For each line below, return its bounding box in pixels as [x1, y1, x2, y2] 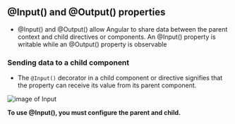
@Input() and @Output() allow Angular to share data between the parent [17, 25, 228, 33]
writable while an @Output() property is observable [17, 39, 167, 49]
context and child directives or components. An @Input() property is [17, 32, 217, 41]
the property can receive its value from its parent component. [17, 81, 197, 89]
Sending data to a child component [7, 57, 130, 67]
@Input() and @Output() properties [7, 6, 166, 18]
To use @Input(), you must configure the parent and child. [7, 108, 181, 117]
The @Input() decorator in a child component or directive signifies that [17, 74, 223, 82]
